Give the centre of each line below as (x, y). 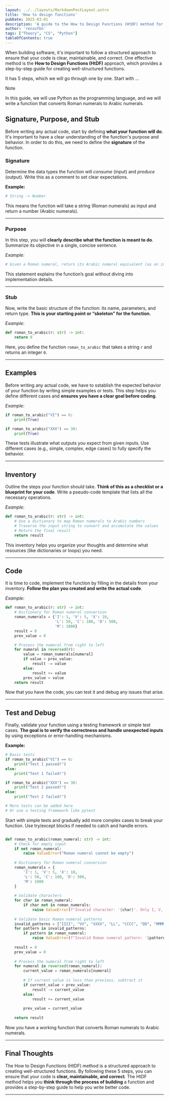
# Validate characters (38, 896)
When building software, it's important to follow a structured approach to (81, 52)
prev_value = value (44, 678)
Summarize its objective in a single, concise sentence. (61, 245)
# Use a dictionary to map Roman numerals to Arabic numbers (79, 521)
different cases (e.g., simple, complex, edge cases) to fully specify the (78, 448)
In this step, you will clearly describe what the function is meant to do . (79, 240)
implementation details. (29, 280)
